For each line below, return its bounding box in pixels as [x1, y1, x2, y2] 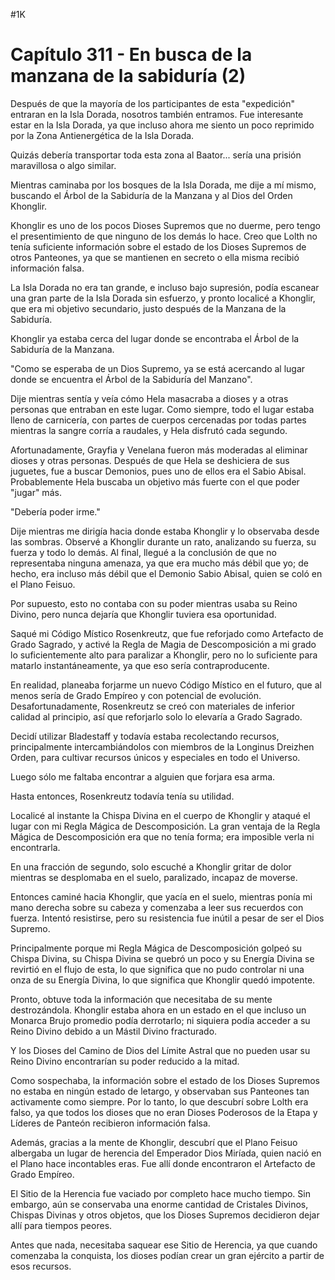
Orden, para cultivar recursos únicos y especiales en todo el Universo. [10, 751, 301, 763]
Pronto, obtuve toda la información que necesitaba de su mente [10, 993, 273, 1005]
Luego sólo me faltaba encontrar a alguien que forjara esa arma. [10, 770, 276, 783]
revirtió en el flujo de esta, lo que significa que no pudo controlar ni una [10, 963, 305, 975]
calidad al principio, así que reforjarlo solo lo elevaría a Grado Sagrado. [10, 710, 303, 723]
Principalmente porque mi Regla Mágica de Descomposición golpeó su [10, 942, 303, 954]
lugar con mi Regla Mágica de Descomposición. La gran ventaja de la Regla [10, 820, 321, 832]
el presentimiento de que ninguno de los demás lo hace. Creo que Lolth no [10, 230, 318, 242]
